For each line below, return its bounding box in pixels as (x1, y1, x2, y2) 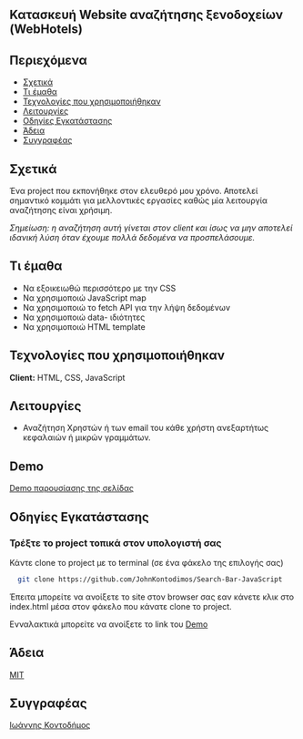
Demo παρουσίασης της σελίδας (9, 483, 135, 494)
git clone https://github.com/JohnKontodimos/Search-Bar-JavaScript (17, 574, 283, 584)
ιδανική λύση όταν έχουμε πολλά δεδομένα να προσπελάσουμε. (9, 232, 256, 243)
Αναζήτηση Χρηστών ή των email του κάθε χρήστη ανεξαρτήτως (22, 423, 269, 434)
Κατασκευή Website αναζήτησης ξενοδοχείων (9, 7, 284, 23)
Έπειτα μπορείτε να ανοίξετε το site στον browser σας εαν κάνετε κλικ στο (9, 591, 295, 602)
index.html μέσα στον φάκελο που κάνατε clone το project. (9, 600, 232, 611)
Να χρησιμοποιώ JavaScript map (22, 292, 147, 303)
